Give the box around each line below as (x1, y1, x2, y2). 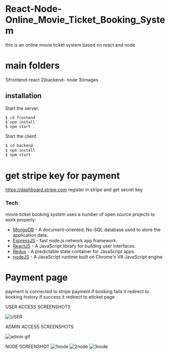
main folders (5, 60, 60, 72)
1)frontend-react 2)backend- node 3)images (5, 76, 99, 82)
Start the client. (5, 133, 38, 139)
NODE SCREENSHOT (5, 344, 50, 350)
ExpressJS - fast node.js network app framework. (12, 237, 117, 243)
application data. (12, 232, 48, 238)
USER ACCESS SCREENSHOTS (5, 304, 71, 310)
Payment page (5, 272, 68, 283)
